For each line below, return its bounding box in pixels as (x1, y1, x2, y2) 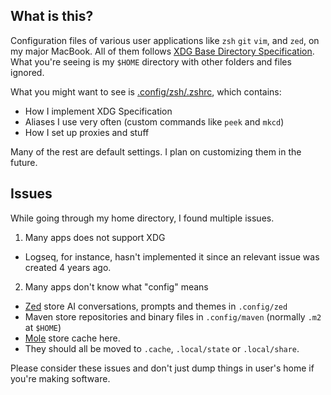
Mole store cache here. (24, 332, 121, 344)
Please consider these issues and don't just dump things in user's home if (10, 362, 315, 374)
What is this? (10, 8, 94, 25)
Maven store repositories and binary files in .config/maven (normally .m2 (24, 310, 322, 323)
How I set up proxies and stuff (24, 126, 150, 138)
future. (10, 156, 38, 168)
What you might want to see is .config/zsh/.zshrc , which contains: (10, 85, 282, 98)
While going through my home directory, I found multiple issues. (10, 212, 275, 224)
